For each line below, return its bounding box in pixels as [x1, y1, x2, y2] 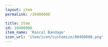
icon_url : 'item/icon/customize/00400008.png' [5, 35, 104, 40]
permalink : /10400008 [5, 12, 50, 17]
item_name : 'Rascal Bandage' [5, 30, 66, 35]
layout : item [5, 7, 32, 12]
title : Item [5, 21, 30, 26]
